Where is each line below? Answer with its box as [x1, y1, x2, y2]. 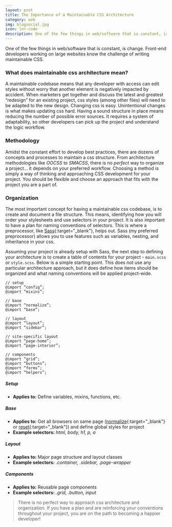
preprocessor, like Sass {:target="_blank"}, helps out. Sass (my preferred [5, 228, 158, 234]
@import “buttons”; [5, 361, 47, 366]
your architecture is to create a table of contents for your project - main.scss [5, 254, 166, 260]
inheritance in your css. [5, 238, 55, 245]
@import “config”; [5, 285, 45, 290]
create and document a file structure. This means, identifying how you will [5, 211, 162, 217]
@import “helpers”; [5, 370, 47, 375]
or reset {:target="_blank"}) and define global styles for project [12, 423, 144, 430]
